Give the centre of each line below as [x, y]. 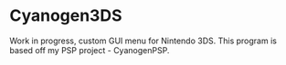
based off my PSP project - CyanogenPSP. [90, 50]
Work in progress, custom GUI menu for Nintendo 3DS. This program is [143, 41]
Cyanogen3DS [66, 16]
